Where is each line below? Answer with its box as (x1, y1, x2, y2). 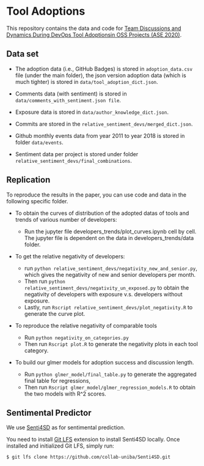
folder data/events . (15, 138, 64, 146)
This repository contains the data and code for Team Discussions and (6, 24, 181, 32)
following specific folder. (6, 197, 68, 205)
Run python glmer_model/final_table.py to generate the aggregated (24, 370, 197, 378)
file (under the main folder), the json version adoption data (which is (15, 72, 186, 79)
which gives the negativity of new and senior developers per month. (24, 271, 196, 278)
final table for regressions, (24, 377, 90, 384)
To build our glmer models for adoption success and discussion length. (15, 358, 194, 366)
